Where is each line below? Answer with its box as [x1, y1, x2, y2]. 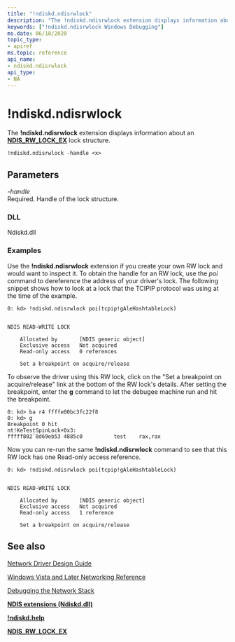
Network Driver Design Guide [7, 559, 92, 568]
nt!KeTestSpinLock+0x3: [7, 427, 77, 434]
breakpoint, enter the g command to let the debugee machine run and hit [7, 387, 218, 396]
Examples [7, 246, 42, 256]
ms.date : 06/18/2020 [7, 29, 68, 37]
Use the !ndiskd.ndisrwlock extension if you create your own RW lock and [7, 261, 223, 270]
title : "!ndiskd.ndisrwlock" [7, 10, 92, 18]
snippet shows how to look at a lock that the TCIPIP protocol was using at [7, 284, 219, 292]
